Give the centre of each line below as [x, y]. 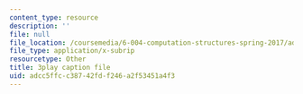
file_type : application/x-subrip [72, 51]
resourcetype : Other [48, 59]
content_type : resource [54, 17]
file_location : [38, 43]
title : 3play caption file [60, 68]
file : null [30, 34]
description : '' [40, 26]
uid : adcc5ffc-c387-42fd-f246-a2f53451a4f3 [92, 76]
